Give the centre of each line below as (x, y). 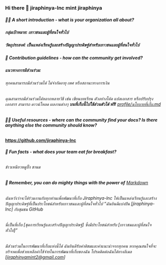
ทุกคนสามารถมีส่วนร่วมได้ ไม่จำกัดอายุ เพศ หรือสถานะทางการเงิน (57, 83)
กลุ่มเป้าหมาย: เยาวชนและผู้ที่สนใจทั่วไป (37, 32)
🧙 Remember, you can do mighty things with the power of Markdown (77, 183)
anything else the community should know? (51, 125)
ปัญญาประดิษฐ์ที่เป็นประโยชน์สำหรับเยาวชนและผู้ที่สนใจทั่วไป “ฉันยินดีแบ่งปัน (67, 203)
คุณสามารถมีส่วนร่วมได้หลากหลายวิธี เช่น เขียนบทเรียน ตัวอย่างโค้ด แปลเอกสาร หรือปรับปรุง (79, 99)
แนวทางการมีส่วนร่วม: (23, 70)
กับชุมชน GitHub (29, 209)
